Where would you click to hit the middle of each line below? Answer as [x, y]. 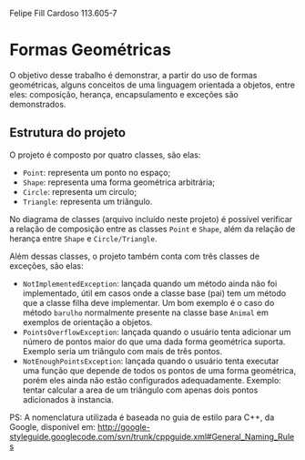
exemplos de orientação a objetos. [87, 322]
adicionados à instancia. [68, 399]
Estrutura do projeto [67, 133]
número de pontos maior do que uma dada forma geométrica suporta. [154, 342]
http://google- [123, 426]
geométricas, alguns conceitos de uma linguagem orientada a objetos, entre [152, 85]
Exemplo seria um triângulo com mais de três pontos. [122, 351]
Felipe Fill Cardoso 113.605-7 [63, 13]
